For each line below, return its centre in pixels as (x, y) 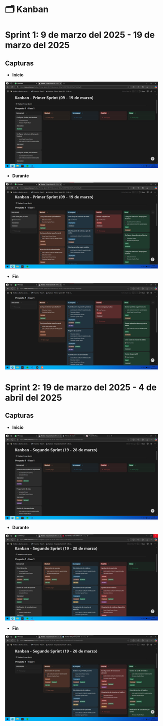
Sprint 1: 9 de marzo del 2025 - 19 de (80, 35)
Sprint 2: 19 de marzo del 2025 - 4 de (81, 387)
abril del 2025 (33, 398)
